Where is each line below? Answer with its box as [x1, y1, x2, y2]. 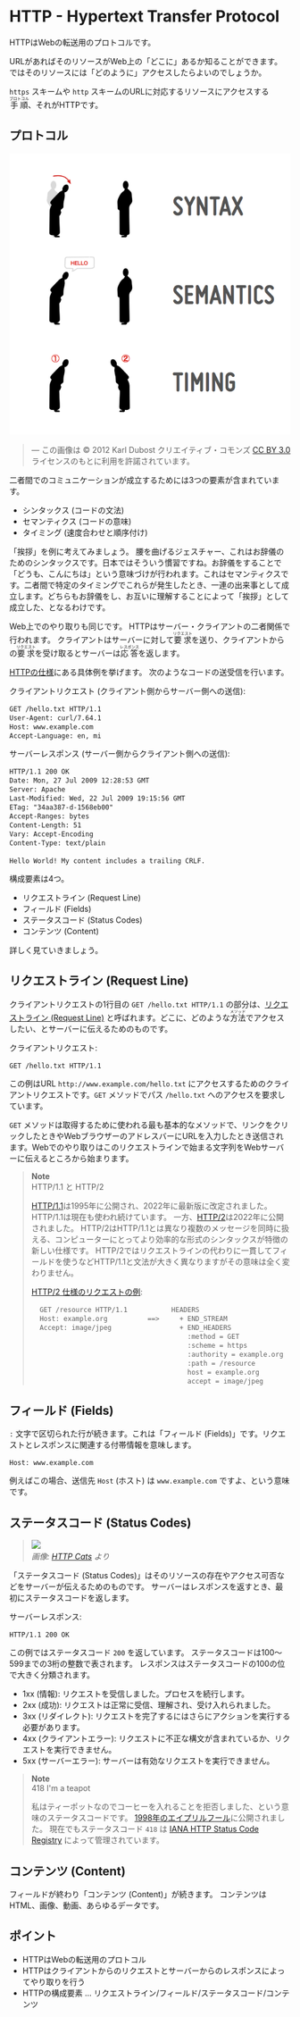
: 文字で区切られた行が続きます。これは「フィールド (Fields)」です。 [9, 1428, 263, 1439]
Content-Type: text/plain [9, 838, 105, 848]
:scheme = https [187, 1341, 248, 1350]
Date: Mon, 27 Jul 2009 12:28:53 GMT [9, 775, 150, 785]
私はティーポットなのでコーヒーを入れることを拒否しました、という [30, 1802, 281, 1812]
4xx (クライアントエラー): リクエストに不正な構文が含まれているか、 [21, 1733, 275, 1744]
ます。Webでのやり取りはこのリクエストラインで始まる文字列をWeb [9, 1142, 262, 1152]
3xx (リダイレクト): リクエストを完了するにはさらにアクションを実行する [21, 1711, 291, 1721]
